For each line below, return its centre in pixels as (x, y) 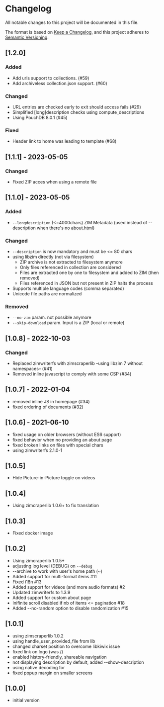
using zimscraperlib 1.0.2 (38, 636)
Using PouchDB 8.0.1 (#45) (40, 117)
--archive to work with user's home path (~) (57, 571)
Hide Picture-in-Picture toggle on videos (54, 478)
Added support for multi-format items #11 (54, 576)
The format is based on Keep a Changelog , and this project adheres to (77, 32)
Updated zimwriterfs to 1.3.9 (41, 592)
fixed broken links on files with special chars (58, 445)
